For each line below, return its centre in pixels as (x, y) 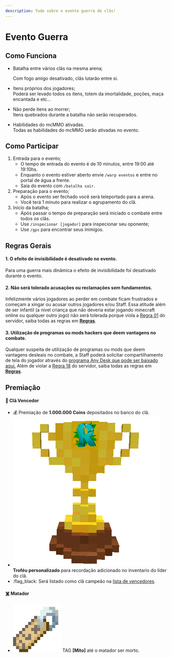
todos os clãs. (35, 219)
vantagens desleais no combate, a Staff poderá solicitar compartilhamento (84, 355)
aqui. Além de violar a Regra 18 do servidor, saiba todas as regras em (79, 366)
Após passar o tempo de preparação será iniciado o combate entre (91, 213)
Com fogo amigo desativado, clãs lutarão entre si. (65, 78)
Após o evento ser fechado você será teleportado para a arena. (88, 197)
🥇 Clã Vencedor (22, 401)
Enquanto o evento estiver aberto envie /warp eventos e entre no (89, 175)
